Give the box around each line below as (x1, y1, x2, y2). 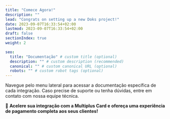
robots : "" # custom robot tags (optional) (10, 68, 103, 73)
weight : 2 (5, 41, 26, 46)
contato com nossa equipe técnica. (5, 93, 79, 99)
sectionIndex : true (5, 36, 47, 41)
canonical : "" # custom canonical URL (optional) (10, 64, 117, 69)
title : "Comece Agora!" (5, 7, 56, 13)
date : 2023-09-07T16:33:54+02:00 (5, 21, 76, 27)
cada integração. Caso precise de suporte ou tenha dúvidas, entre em (5, 88, 152, 94)
